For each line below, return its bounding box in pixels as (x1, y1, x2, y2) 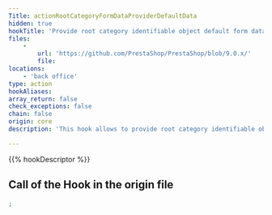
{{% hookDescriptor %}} (8, 154, 91, 164)
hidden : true (8, 19, 53, 28)
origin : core (8, 118, 53, 126)
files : (8, 34, 31, 43)
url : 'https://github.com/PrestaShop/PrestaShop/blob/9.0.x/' (37, 49, 252, 58)
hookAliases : (8, 87, 53, 96)
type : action (8, 80, 53, 88)
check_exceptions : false (8, 102, 92, 110)
